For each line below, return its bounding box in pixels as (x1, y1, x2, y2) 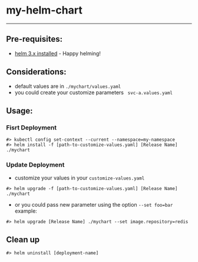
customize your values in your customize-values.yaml (14, 174, 145, 181)
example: (14, 207, 37, 214)
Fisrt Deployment (6, 123, 57, 131)
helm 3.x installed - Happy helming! (14, 49, 101, 57)
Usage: (6, 105, 34, 115)
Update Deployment (6, 161, 65, 169)
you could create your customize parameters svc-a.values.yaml (14, 89, 173, 96)
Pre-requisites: (6, 34, 63, 44)
